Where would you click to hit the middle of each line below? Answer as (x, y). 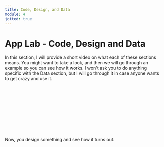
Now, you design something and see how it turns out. (60, 140)
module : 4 (15, 14)
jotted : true (19, 19)
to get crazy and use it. (29, 79)
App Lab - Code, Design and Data (75, 44)
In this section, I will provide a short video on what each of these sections (81, 57)
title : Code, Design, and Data (38, 10)
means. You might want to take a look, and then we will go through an (77, 63)
